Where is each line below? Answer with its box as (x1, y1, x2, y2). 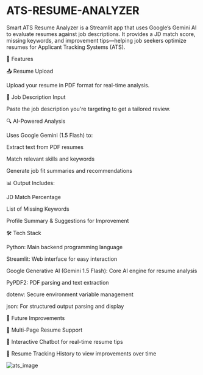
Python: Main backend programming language (6, 243, 123, 250)
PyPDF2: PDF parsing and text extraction (6, 279, 109, 286)
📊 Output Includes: (6, 179, 55, 186)
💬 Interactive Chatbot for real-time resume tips (6, 338, 123, 345)
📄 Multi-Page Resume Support (6, 326, 83, 333)
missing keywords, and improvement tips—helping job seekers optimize (6, 37, 187, 44)
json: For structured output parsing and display (6, 302, 124, 310)
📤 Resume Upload (6, 67, 54, 75)
